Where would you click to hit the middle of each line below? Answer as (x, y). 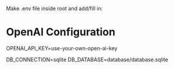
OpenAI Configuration (61, 32)
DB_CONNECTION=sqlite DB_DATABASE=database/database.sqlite (87, 59)
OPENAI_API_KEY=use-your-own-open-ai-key (62, 48)
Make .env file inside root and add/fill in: (54, 8)
